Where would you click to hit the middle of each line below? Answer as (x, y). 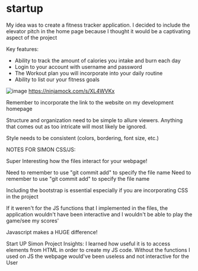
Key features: (22, 49)
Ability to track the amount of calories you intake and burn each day (98, 60)
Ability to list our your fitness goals (57, 79)
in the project (22, 196)
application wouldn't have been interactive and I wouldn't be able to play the (99, 214)
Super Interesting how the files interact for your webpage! (77, 161)
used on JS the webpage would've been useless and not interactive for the (98, 256)
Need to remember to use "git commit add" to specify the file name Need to (99, 172)
